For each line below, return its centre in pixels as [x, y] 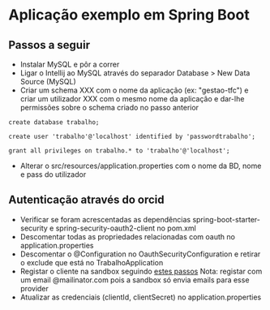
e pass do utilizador [53, 174]
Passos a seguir [49, 45]
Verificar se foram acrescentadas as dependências [105, 219]
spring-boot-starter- [227, 219]
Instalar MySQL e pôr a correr [70, 64]
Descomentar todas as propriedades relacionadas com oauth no [127, 236]
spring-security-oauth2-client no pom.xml [126, 228]
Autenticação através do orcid [86, 200]
